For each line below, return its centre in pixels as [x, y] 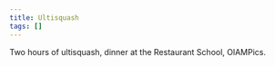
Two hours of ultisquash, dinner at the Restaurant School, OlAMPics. [138, 52]
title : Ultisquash [44, 18]
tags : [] [26, 26]
